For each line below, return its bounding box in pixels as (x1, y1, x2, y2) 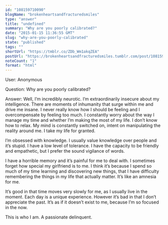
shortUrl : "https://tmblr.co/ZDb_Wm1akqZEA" (5, 49, 99, 54)
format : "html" (5, 63, 37, 68)
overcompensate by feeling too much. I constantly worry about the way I (5, 112, 155, 118)
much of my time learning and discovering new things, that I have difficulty (5, 168, 159, 175)
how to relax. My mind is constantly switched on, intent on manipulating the (5, 123, 161, 129)
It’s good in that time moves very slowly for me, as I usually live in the (5, 189, 147, 195)
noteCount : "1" (5, 58, 37, 63)
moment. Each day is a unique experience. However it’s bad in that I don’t (5, 194, 156, 200)
